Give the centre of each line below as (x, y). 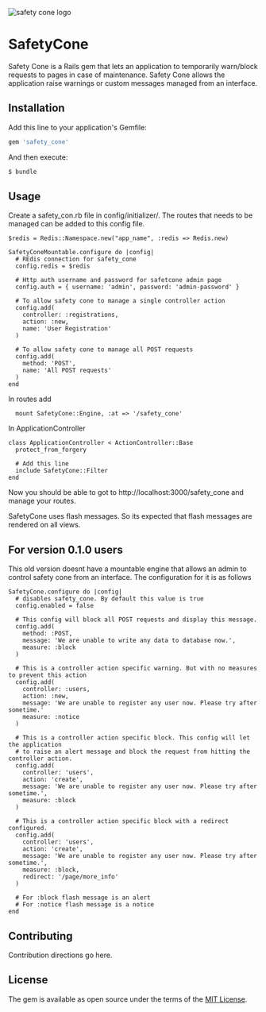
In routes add (30, 399)
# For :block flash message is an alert (83, 898)
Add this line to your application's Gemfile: (77, 127)
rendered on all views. (44, 525)
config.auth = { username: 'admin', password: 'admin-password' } (127, 287)
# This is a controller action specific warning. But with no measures (137, 668)
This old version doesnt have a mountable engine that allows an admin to (128, 569)
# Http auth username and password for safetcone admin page (119, 280)
